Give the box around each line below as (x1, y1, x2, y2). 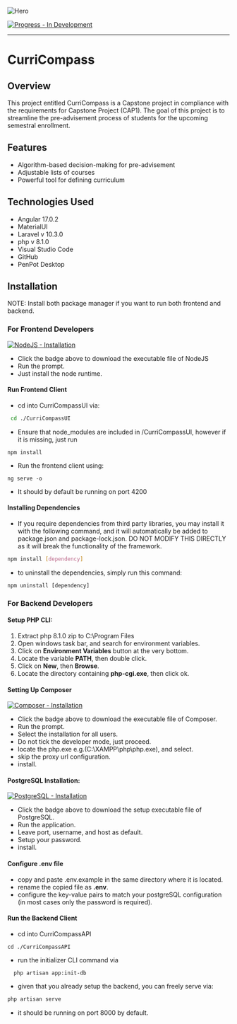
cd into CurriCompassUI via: (17, 401, 100, 410)
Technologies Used (7, 196, 94, 208)
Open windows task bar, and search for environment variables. (17, 639, 200, 648)
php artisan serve (7, 995, 61, 1003)
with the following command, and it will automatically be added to (17, 527, 208, 536)
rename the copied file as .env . (17, 882, 109, 891)
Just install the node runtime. (17, 369, 102, 378)
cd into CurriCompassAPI (17, 929, 92, 938)
